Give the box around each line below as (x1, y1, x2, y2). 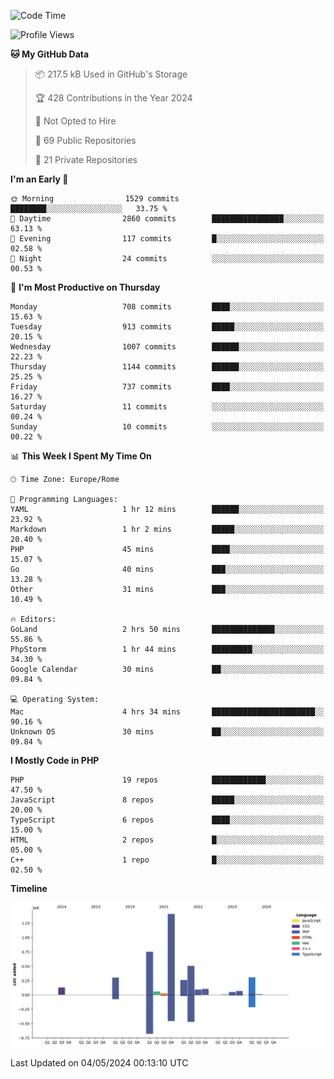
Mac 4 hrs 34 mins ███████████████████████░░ (10, 707, 325, 717)
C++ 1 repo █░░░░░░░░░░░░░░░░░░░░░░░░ (10, 855, 325, 865)
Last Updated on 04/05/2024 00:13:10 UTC (10, 1057, 189, 1069)
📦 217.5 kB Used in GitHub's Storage (34, 68, 188, 80)
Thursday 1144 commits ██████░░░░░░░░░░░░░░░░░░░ (10, 362, 325, 372)
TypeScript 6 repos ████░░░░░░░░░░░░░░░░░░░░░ (10, 815, 325, 825)
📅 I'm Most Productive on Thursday (10, 281, 161, 293)
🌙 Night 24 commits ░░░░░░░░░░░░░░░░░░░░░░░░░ (10, 254, 325, 264)
